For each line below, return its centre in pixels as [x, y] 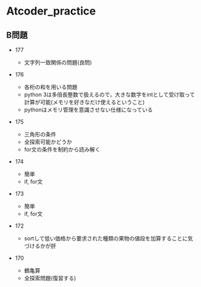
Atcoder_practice [51, 11]
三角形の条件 [40, 134]
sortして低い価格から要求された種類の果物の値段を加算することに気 [109, 238]
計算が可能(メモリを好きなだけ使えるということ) [84, 102]
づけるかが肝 [40, 246]
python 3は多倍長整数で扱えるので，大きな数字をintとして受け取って [110, 94]
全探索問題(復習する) [50, 278]
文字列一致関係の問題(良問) [58, 62]
